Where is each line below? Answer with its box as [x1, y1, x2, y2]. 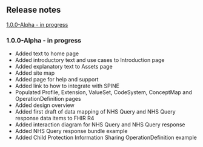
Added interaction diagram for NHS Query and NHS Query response [15, 121, 186, 128]
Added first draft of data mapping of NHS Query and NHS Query [15, 108, 176, 115]
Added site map [15, 69, 55, 77]
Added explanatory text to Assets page [15, 63, 113, 70]
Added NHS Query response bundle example [15, 128, 128, 135]
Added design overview [15, 101, 75, 109]
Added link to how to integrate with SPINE [15, 82, 120, 90]
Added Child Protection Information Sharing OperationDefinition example [15, 134, 197, 142]
